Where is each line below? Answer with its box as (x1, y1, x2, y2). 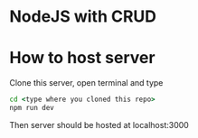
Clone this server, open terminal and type (9, 78, 164, 88)
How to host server (9, 48, 156, 69)
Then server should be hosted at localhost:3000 (9, 119, 190, 130)
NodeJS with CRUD (9, 6, 156, 27)
